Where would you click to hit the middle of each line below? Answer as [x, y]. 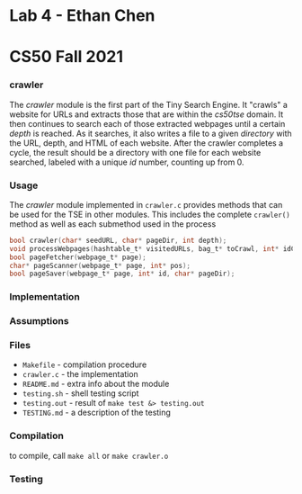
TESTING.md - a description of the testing [96, 413]
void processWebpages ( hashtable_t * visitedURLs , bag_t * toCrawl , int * [144, 248]
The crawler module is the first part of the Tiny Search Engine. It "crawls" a [148, 104]
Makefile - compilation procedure [84, 364]
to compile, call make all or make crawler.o [89, 455]
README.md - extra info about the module [96, 384]
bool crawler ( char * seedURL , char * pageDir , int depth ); [118, 240]
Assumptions [39, 321]
